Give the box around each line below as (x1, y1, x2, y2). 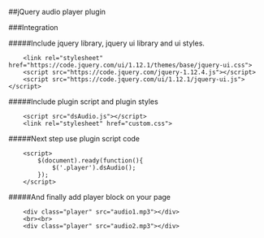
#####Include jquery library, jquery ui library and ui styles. (8, 38, 206, 48)
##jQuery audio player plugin (8, 7, 106, 16)
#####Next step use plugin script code (8, 134, 141, 143)
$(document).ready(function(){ (37, 157, 144, 165)
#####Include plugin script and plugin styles (8, 97, 158, 106)
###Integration (8, 23, 58, 32)
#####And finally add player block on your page (8, 193, 171, 201)
